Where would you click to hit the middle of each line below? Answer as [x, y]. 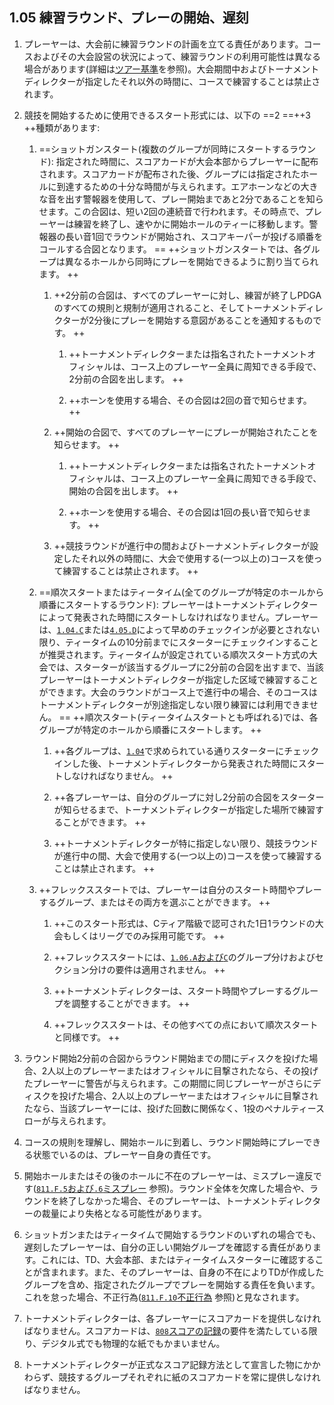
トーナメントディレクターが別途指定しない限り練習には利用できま [174, 704]
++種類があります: [62, 127]
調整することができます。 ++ [131, 1003]
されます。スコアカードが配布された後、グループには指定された [169, 174]
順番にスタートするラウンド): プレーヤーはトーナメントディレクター [178, 604]
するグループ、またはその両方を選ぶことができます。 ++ [154, 902]
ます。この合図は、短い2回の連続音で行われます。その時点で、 [176, 211]
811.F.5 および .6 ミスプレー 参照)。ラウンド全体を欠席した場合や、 [172, 1188]
